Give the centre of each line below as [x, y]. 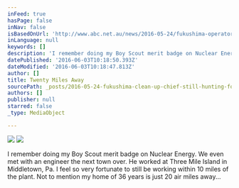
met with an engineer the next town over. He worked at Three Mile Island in [117, 161]
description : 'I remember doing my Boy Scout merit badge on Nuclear [113, 54]
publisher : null [31, 100]
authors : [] [25, 93]
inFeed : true [27, 14]
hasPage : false [30, 21]
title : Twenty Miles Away [46, 80]
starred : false [30, 106]
